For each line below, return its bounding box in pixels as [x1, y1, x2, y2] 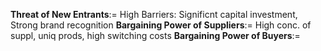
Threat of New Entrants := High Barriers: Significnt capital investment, [10, 9, 298, 20]
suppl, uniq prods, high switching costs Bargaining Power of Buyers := [10, 30, 301, 41]
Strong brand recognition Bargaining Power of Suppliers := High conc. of [10, 19, 312, 31]
